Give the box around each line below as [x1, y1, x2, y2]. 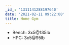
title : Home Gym [5, 16, 38, 21]
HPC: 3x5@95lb [12, 35, 45, 41]
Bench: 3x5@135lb [12, 30, 51, 36]
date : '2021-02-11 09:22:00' [5, 12, 65, 17]
